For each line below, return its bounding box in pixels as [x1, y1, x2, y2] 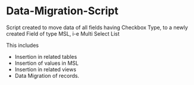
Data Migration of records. [14, 72, 79, 79]
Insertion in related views [14, 65, 77, 73]
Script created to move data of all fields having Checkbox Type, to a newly [6, 24, 188, 31]
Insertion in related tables [14, 53, 77, 60]
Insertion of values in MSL [14, 59, 79, 67]
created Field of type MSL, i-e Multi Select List [6, 30, 120, 37]
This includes [6, 42, 39, 49]
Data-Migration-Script [6, 4, 119, 18]
